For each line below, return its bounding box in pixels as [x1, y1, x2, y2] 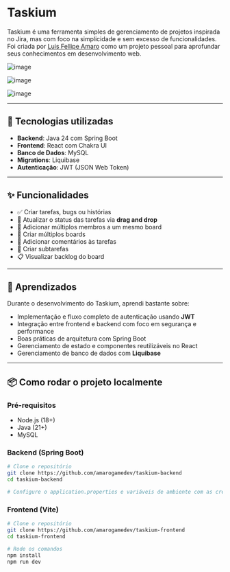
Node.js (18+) [16, 416, 56, 424]
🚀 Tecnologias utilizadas [7, 115, 114, 128]
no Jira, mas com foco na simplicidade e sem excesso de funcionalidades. [7, 34, 217, 43]
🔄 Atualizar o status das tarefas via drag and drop [16, 215, 157, 224]
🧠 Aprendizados [7, 281, 77, 293]
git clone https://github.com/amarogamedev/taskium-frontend [7, 527, 186, 534]
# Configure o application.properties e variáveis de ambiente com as [7, 488, 213, 495]
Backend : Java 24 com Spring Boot [16, 134, 118, 142]
